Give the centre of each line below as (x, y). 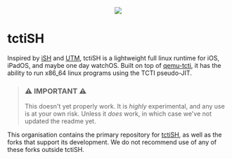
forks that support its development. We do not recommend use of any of (112, 142)
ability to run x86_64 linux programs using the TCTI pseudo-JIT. (99, 73)
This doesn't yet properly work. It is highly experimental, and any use (124, 106)
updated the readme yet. (60, 121)
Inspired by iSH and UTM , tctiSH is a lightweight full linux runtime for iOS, (114, 58)
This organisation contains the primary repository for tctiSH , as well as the (115, 135)
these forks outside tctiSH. (46, 150)
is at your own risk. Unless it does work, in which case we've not (118, 114)
